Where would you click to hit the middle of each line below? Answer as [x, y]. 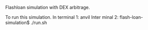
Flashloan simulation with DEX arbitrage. [48, 7]
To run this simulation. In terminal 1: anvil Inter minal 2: [62, 17]
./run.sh [39, 23]
